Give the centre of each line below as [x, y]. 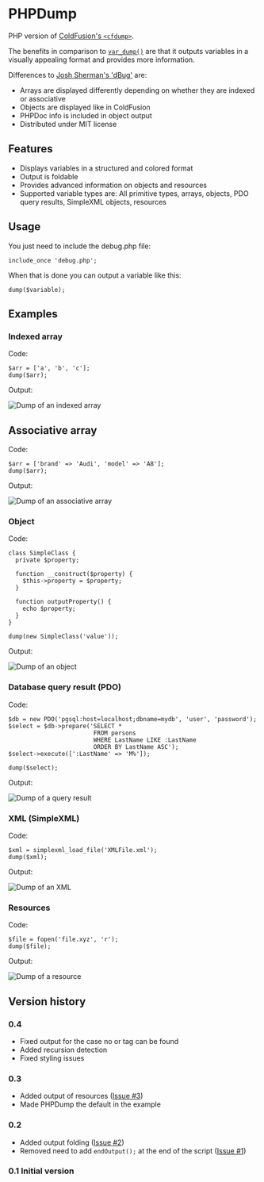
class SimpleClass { [42, 553]
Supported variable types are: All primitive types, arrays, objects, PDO [134, 193]
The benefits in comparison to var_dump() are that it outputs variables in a [128, 51]
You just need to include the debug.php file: [80, 246]
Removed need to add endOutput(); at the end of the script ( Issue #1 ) [133, 1150]
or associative [42, 98]
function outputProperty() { [63, 602]
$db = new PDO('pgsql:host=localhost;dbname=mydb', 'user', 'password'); [133, 719]
